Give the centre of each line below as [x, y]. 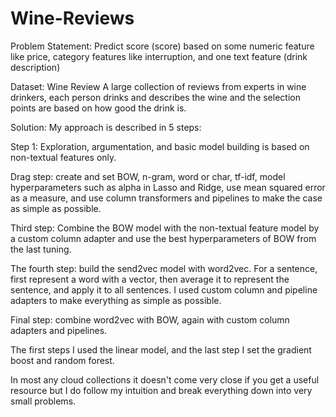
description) [35, 67]
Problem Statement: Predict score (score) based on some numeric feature [162, 46]
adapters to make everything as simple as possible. [116, 300]
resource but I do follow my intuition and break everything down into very [161, 390]
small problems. [43, 401]
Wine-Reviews [72, 18]
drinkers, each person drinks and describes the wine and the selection [155, 97]
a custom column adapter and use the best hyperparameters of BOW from [163, 238]
